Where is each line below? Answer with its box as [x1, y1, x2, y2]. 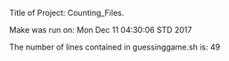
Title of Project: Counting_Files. [9, 8, 125, 18]
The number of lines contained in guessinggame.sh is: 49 [9, 42, 221, 52]
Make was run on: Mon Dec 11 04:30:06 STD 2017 [9, 25, 192, 34]
